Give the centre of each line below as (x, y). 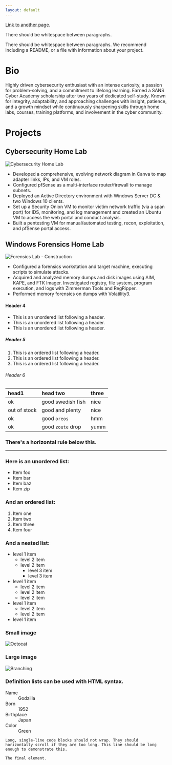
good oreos (55, 418)
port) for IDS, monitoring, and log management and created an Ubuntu (87, 212)
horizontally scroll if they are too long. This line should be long (81, 745)
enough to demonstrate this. (36, 749)
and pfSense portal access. (42, 228)
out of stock (22, 410)
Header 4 (15, 305)
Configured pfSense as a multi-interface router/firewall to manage (82, 184)
